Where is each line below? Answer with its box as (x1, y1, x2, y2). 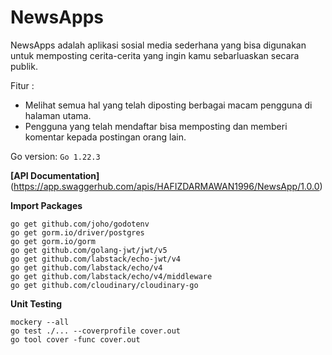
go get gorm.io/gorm (10, 236, 97, 246)
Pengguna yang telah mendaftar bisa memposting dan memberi (24, 120, 288, 132)
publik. (10, 60, 38, 72)
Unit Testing (10, 297, 63, 310)
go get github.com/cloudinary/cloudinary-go (10, 280, 199, 290)
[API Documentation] (10, 169, 100, 181)
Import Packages (10, 199, 83, 211)
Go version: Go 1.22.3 (10, 150, 101, 162)
